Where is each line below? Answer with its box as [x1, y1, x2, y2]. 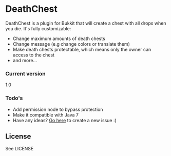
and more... [12, 57, 37, 63]
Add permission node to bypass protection [12, 106, 104, 112]
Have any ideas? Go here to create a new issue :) [12, 117, 117, 123]
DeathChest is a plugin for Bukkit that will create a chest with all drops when [5, 20, 166, 26]
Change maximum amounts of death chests [12, 35, 105, 42]
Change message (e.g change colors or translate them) [12, 41, 130, 47]
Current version [5, 70, 46, 77]
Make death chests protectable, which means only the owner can [12, 46, 151, 52]
